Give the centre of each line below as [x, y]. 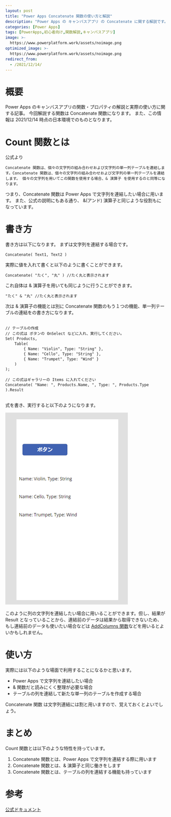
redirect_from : [21, 59]
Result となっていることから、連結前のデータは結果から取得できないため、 [83, 620]
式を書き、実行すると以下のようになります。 [52, 405]
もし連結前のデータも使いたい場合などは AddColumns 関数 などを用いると [82, 626]
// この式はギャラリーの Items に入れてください [51, 380]
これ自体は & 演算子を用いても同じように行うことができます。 [70, 286]
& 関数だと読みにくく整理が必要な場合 [53, 687]
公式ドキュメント [23, 809]
